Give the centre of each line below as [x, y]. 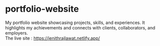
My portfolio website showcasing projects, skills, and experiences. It [75, 23]
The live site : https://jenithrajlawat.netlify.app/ [53, 38]
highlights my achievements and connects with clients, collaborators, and [80, 27]
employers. [17, 33]
